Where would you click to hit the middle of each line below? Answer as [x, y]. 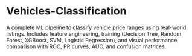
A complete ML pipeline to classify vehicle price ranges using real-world [96, 27]
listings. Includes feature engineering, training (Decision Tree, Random [94, 33]
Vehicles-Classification [66, 11]
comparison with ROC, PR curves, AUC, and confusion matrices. [86, 46]
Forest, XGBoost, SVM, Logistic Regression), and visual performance [92, 40]
